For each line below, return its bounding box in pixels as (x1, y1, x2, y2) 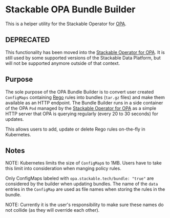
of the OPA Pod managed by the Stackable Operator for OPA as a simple (5, 105, 157, 111)
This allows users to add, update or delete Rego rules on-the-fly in (5, 126, 146, 132)
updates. (5, 116, 24, 122)
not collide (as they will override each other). (5, 207, 100, 213)
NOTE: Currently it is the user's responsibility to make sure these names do (5, 202, 164, 208)
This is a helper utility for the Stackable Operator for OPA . (5, 21, 126, 27)
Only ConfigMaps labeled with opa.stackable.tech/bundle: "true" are (5, 175, 154, 181)
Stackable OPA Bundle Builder (5, 4, 136, 15)
